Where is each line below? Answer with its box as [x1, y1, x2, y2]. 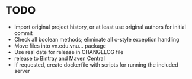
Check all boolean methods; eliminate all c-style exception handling [14, 36, 180, 43]
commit [14, 29, 33, 36]
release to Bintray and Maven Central [14, 55, 105, 62]
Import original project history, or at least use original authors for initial [14, 23, 186, 30]
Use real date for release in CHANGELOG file [14, 48, 124, 55]
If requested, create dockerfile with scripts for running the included [14, 61, 178, 68]
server [14, 67, 30, 74]
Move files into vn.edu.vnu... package [14, 42, 106, 49]
